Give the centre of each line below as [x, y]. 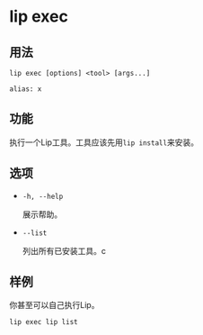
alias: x [26, 89]
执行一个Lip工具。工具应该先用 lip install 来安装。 [104, 142]
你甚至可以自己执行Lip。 [54, 305]
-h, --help [43, 196]
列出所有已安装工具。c [64, 250]
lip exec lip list [44, 322]
